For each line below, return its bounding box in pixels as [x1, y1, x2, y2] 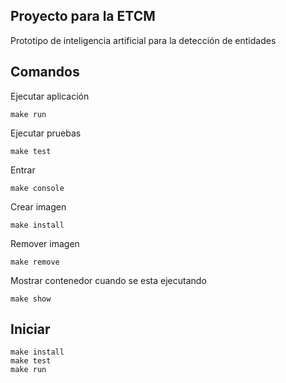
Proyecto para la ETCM [10, 8, 156, 25]
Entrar [10, 164, 36, 176]
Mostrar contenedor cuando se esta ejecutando [10, 274, 207, 286]
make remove [10, 257, 60, 267]
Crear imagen [10, 200, 67, 213]
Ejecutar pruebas [10, 127, 82, 139]
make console [10, 183, 65, 193]
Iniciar [10, 321, 51, 338]
